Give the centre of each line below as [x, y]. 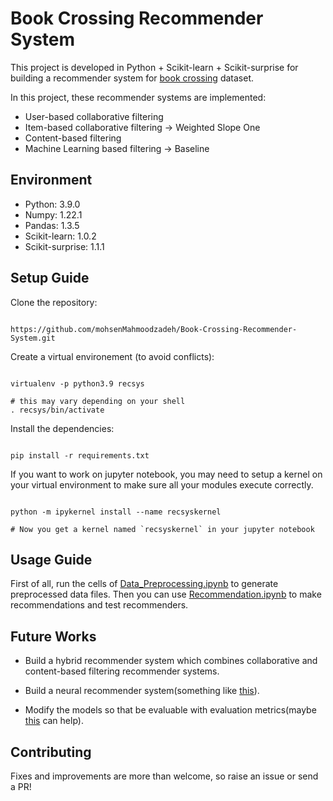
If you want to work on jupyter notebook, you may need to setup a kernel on [166, 474]
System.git [33, 338]
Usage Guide [51, 559]
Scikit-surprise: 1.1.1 [64, 246]
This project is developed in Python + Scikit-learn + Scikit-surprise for [154, 67]
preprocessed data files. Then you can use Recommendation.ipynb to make [166, 594]
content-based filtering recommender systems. [122, 671]
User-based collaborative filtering [94, 116]
